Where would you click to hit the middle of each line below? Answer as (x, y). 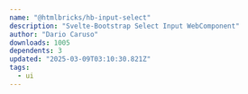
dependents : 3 (36, 51)
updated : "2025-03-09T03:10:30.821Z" (80, 59)
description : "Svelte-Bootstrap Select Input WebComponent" (125, 26)
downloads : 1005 (40, 43)
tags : (19, 68)
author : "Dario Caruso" (54, 34)
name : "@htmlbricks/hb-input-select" (80, 17)
